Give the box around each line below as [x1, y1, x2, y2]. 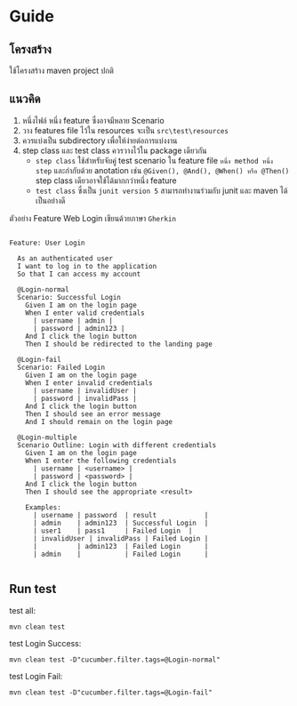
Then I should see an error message [25, 409, 162, 419]
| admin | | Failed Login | [32, 550, 209, 558]
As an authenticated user [17, 253, 114, 263]
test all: [9, 605, 36, 615]
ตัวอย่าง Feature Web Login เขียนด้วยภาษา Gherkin [9, 213, 176, 223]
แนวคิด [9, 92, 41, 107]
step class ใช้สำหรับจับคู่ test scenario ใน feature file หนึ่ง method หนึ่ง [35, 155, 274, 165]
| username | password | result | [32, 510, 209, 519]
